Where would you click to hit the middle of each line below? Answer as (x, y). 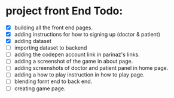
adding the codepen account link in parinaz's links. (77, 54)
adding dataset (33, 41)
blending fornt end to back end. (53, 81)
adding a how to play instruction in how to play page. (79, 75)
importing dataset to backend (51, 48)
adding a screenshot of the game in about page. (74, 62)
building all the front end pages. (54, 27)
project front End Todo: (64, 11)
